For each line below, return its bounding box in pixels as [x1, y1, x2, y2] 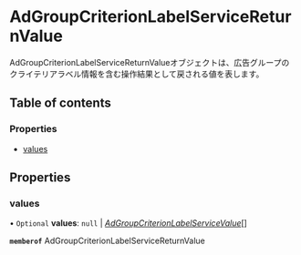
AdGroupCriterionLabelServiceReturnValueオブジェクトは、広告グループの [9, 56, 290, 67]
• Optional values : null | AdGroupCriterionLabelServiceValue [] [9, 218, 248, 229]
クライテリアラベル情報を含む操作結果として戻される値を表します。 [9, 68, 265, 79]
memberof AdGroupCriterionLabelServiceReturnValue [9, 235, 205, 247]
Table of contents [9, 96, 111, 111]
